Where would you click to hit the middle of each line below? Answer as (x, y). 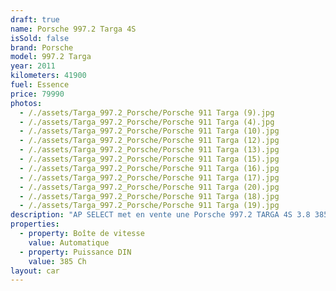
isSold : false (40, 38)
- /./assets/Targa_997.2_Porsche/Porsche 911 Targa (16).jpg (149, 168)
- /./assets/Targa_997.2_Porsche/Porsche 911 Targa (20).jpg (149, 187)
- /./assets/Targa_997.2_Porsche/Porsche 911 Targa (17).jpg (149, 177)
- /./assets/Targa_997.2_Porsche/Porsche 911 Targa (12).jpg (149, 141)
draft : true (35, 19)
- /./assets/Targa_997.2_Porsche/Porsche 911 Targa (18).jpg (149, 196)
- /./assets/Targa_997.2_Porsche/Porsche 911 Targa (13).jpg (149, 150)
